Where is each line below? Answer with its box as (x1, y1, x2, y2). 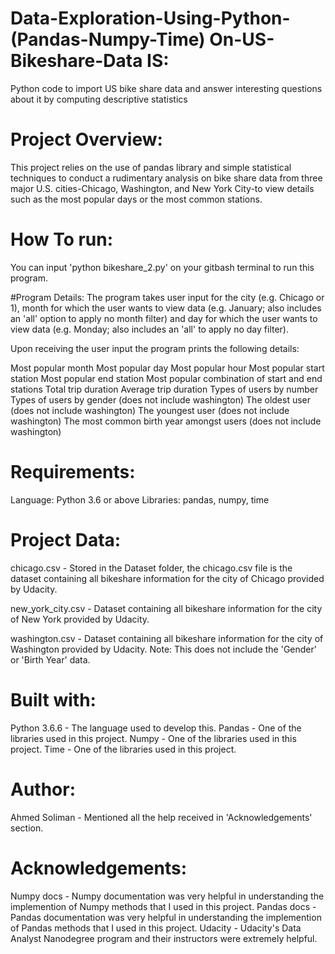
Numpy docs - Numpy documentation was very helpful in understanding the (10, 890, 325, 902)
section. (10, 822, 44, 834)
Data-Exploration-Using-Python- (10, 7, 291, 30)
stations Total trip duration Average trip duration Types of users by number (10, 383, 319, 395)
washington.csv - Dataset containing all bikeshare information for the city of (10, 632, 324, 644)
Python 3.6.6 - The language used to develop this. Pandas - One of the (10, 722, 302, 734)
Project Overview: (10, 128, 163, 151)
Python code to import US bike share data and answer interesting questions (10, 82, 323, 94)
